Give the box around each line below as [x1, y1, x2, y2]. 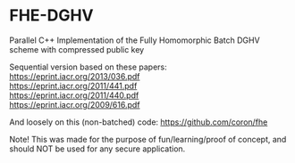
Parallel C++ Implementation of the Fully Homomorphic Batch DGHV [9, 35, 261, 45]
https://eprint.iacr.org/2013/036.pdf [9, 70, 140, 81]
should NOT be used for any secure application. [9, 143, 186, 154]
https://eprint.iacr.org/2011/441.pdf [9, 80, 138, 91]
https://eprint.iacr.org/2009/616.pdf [9, 99, 140, 110]
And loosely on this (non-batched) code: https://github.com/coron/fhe [9, 117, 268, 127]
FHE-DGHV [9, 5, 94, 26]
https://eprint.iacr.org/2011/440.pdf [9, 90, 139, 101]
